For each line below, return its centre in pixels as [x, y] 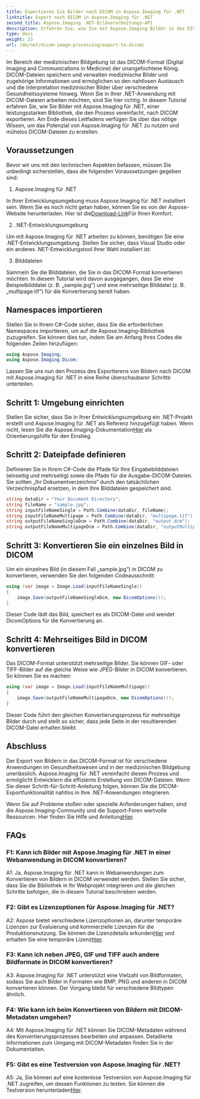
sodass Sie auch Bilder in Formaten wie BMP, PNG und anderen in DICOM [97, 981]
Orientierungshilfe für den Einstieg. [49, 436]
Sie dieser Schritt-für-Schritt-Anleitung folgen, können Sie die [82, 786]
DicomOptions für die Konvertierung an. [55, 620]
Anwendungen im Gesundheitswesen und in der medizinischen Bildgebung [98, 767]
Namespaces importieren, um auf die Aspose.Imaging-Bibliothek [85, 331]
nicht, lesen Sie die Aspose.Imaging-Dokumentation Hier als [79, 430]
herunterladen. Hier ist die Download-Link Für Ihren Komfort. [100, 213]
